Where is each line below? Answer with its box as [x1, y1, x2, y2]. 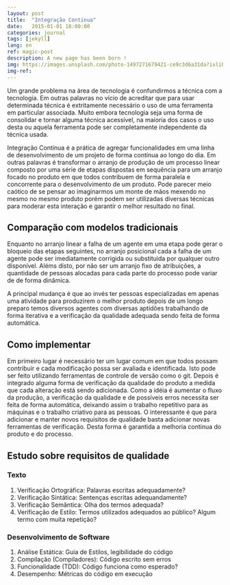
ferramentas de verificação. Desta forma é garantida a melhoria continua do [7, 423, 222, 431]
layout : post [7, 10, 44, 17]
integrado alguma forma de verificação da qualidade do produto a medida [7, 379, 216, 387]
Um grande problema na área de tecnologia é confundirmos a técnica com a [7, 87, 222, 95]
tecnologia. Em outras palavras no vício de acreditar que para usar [7, 93, 195, 102]
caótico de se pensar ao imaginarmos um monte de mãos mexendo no [7, 187, 206, 196]
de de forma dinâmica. [7, 276, 71, 285]
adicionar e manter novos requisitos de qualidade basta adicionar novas [7, 415, 210, 424]
